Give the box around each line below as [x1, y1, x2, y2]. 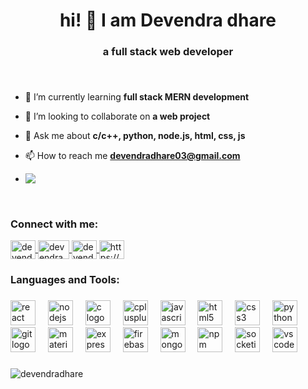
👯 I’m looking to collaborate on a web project [24, 110, 211, 123]
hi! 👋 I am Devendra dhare [59, 9, 277, 32]
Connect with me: [10, 217, 99, 231]
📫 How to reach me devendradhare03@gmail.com [24, 150, 241, 162]
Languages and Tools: [10, 273, 120, 287]
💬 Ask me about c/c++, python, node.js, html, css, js [24, 130, 246, 142]
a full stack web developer [102, 45, 234, 59]
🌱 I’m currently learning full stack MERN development [24, 91, 250, 103]
